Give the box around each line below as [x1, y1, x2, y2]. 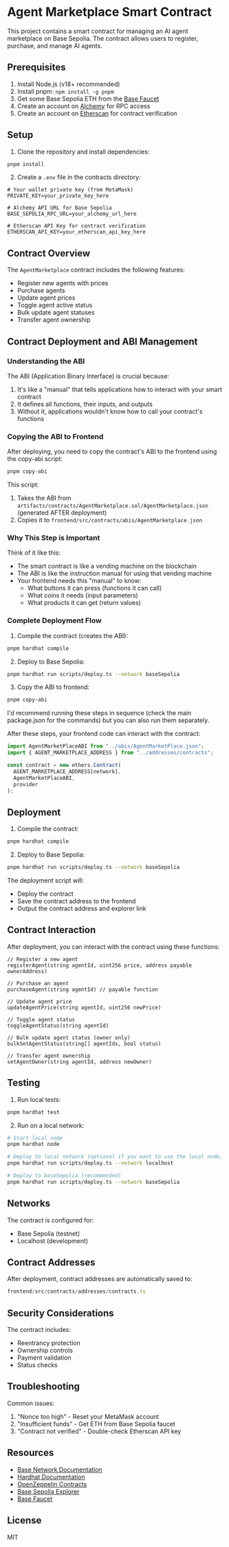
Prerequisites [7, 61, 66, 73]
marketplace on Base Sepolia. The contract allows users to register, [7, 34, 199, 42]
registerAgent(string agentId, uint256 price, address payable [7, 962, 193, 969]
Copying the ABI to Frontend [7, 431, 104, 441]
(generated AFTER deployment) [17, 509, 107, 517]
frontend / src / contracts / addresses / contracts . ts [7, 1288, 146, 1295]
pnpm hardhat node [7, 1141, 60, 1148]
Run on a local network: [17, 1121, 85, 1129]
